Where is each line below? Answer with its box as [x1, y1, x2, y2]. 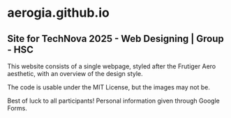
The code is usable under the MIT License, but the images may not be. [7, 83, 211, 91]
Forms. [7, 104, 28, 112]
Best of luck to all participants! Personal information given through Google [7, 96, 220, 105]
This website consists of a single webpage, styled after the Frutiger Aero [7, 62, 216, 71]
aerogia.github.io [7, 5, 110, 21]
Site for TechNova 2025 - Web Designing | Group [7, 33, 225, 45]
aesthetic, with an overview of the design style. [7, 70, 143, 78]
